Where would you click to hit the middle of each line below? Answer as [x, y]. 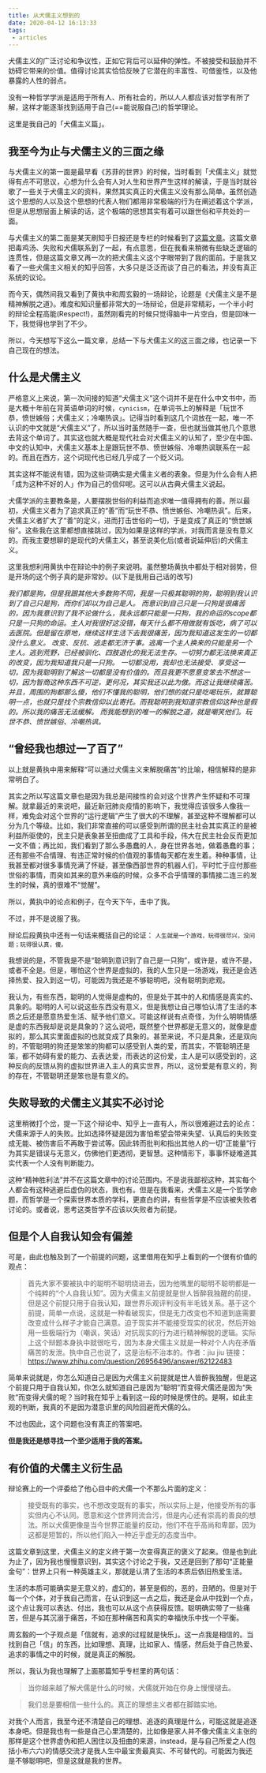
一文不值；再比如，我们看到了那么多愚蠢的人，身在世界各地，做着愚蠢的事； [133, 845]
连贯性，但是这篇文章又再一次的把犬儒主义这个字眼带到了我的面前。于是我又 [133, 258]
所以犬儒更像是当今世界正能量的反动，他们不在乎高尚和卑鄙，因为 [149, 1525]
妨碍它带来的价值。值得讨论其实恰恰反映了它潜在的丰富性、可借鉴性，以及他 [133, 71]
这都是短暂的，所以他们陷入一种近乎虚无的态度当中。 [114, 1535]
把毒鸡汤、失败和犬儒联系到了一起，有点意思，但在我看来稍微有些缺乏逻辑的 [133, 248]
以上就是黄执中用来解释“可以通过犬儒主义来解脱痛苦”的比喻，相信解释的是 [129, 769]
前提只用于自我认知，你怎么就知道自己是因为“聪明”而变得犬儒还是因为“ [130, 1388]
